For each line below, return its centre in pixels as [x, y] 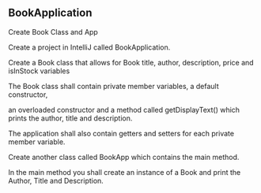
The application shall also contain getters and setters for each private [121, 133]
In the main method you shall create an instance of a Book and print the [125, 172]
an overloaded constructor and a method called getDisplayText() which [124, 109]
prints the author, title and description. [70, 118]
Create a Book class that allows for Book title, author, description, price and [131, 62]
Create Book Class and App [53, 32]
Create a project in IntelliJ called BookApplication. [89, 47]
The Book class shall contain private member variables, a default [113, 86]
